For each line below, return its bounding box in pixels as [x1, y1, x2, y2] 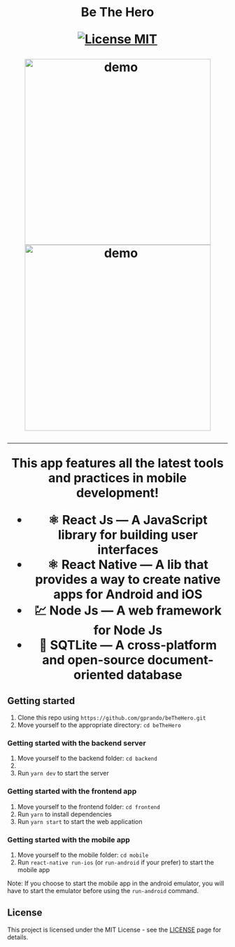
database [126, 667, 183, 683]
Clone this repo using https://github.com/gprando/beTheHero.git [17, 713, 206, 722]
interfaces [97, 542, 159, 558]
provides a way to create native [34, 572, 221, 588]
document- [147, 652, 214, 668]
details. [7, 932, 29, 941]
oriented [73, 667, 124, 683]
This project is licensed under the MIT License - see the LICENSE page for [7, 925, 222, 934]
